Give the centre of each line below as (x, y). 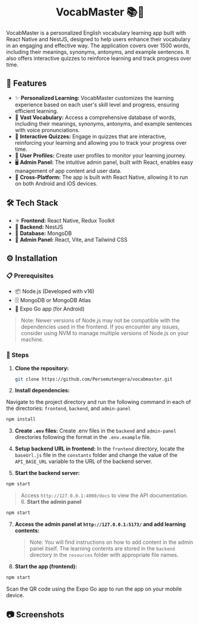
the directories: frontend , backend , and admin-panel (69, 409)
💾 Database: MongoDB (43, 233)
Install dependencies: (42, 391)
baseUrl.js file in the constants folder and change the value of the (96, 455)
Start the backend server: (47, 473)
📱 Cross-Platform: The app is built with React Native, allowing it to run (101, 177)
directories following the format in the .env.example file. (83, 437)
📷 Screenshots (35, 615)
